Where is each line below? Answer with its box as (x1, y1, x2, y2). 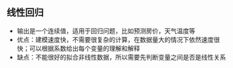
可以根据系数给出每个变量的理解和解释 (29, 44, 140, 53)
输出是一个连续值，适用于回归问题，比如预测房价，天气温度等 (16, 27, 196, 35)
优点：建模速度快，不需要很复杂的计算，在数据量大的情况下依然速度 (16, 35, 214, 43)
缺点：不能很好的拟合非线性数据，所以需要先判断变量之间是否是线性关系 (16, 53, 226, 61)
